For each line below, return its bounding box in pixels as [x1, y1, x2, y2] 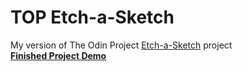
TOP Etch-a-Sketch [10, 6, 175, 29]
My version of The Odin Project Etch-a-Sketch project [10, 39, 233, 51]
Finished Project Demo [10, 49, 107, 61]
